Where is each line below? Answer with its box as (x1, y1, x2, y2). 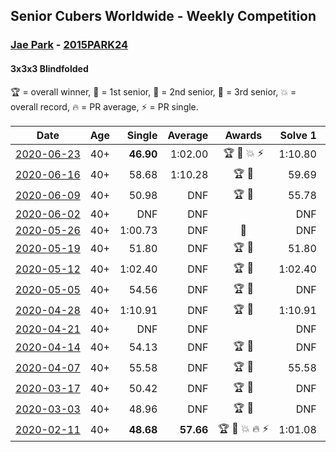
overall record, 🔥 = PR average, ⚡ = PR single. (10, 100, 199, 113)
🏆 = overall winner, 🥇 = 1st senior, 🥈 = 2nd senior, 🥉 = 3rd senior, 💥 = (10, 85, 297, 98)
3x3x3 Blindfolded (10, 62, 89, 74)
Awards (224, 128, 263, 142)
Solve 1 (279, 128, 317, 142)
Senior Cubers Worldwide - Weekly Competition (10, 8, 317, 25)
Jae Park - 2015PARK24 (10, 38, 129, 52)
